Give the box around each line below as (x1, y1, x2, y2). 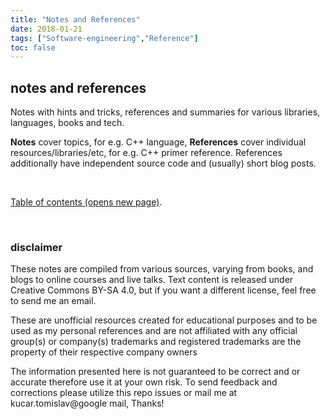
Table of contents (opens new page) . (10, 196, 163, 208)
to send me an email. (10, 295, 97, 307)
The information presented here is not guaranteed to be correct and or (10, 366, 301, 378)
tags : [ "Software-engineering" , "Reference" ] (10, 33, 199, 43)
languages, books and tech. (10, 117, 125, 129)
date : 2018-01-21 (10, 24, 83, 34)
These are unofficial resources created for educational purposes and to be (10, 314, 318, 326)
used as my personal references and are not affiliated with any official (10, 325, 298, 337)
